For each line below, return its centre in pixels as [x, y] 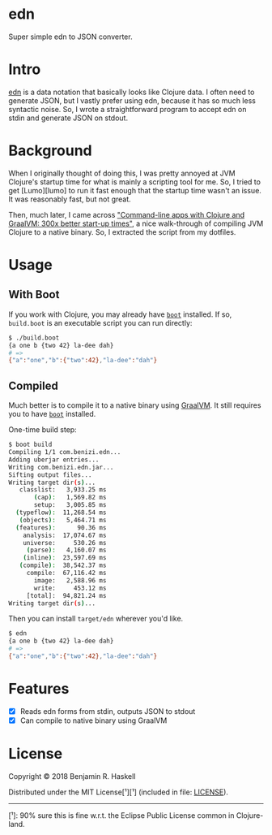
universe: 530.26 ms [65, 543]
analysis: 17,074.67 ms [65, 535]
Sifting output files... [50, 475]
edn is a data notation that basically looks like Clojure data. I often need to [132, 92]
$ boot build [30, 445]
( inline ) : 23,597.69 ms [65, 558]
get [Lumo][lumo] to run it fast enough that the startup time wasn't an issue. [135, 190]
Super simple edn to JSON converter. [70, 37]
